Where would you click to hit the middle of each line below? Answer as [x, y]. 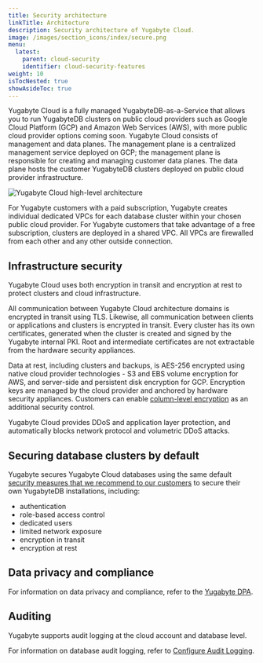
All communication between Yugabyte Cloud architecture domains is [119, 309]
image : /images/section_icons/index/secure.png [88, 37]
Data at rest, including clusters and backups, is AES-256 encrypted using [126, 365]
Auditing [30, 616]
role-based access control [62, 515]
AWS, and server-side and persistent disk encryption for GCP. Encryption [127, 383]
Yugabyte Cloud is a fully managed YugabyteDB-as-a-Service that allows [127, 111]
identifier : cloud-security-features [84, 67]
